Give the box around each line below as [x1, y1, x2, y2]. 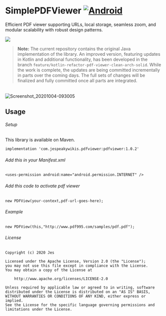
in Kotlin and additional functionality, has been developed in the [17, 56, 148, 62]
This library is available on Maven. [5, 137, 75, 143]
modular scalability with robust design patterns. [5, 26, 103, 32]
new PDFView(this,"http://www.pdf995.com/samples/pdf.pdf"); [5, 224, 135, 229]
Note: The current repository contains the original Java [17, 45, 131, 52]
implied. [5, 298, 23, 303]
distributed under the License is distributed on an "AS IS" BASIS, [5, 289, 151, 294]
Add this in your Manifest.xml [5, 157, 66, 163]
